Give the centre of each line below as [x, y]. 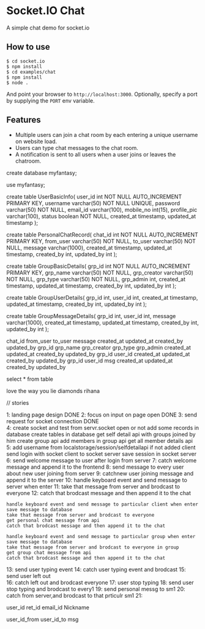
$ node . [17, 83]
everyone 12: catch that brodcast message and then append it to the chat [99, 493]
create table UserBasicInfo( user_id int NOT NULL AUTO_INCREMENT [94, 197]
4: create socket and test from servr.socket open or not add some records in [103, 428]
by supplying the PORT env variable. [50, 100]
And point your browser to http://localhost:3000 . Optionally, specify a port [102, 94]
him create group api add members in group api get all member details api [99, 440]
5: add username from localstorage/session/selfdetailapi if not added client [101, 447]
